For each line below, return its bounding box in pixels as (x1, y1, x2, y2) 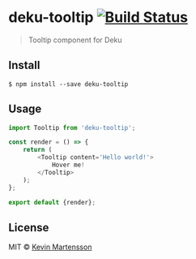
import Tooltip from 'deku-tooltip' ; (8, 123, 136, 132)
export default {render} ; (8, 198, 96, 206)
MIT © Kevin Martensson (8, 242, 92, 252)
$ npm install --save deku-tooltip (8, 80, 129, 88)
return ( (23, 146, 53, 154)
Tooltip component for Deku (28, 35, 123, 45)
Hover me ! (51, 161, 85, 170)
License (8, 220, 49, 235)
